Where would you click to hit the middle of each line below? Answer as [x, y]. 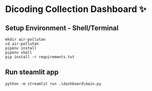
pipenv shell [19, 52]
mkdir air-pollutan [25, 39]
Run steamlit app [32, 72]
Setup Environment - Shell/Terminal [62, 28]
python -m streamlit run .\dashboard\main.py [53, 83]
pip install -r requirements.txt [40, 57]
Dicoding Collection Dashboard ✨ [76, 9]
